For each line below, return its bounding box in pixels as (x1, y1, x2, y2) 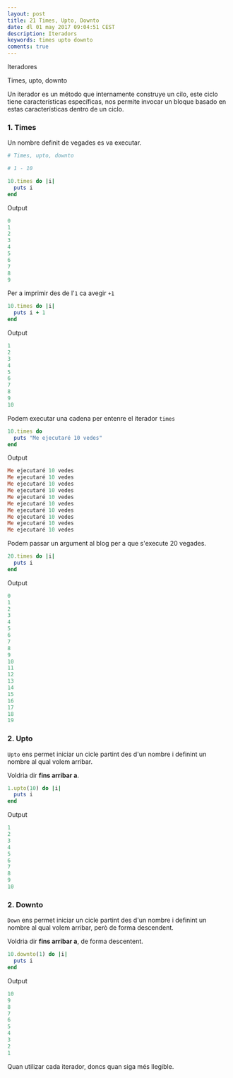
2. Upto (7, 733, 33, 743)
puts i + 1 (13, 309, 46, 316)
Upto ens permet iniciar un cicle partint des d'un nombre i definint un (7, 750, 207, 758)
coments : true (7, 43, 49, 50)
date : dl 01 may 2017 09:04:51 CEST (7, 23, 115, 30)
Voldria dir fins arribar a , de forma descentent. (7, 937, 143, 946)
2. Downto (7, 899, 44, 909)
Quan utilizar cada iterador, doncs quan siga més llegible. (7, 1062, 174, 1070)
